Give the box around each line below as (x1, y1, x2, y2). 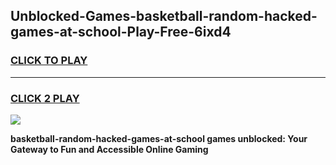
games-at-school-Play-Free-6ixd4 (10, 24, 232, 41)
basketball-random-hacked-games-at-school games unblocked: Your (10, 132, 308, 144)
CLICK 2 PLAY (10, 91, 80, 105)
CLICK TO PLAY (10, 54, 88, 68)
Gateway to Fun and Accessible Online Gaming (10, 143, 209, 155)
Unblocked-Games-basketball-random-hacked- (10, 8, 318, 25)
